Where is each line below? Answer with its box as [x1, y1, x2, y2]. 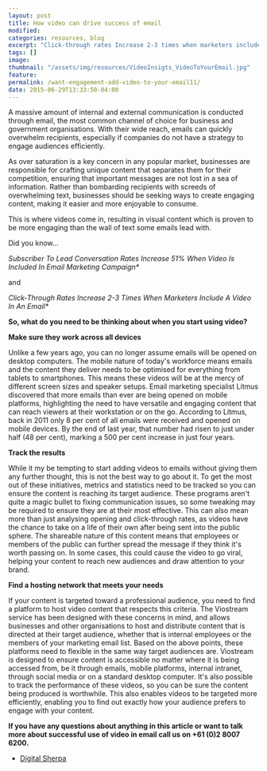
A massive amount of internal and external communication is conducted [8, 108, 244, 117]
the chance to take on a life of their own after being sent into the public [8, 522, 241, 532]
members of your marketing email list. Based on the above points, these [8, 638, 244, 648]
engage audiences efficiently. [8, 141, 106, 151]
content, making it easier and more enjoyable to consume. [8, 199, 199, 209]
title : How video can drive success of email [8, 19, 161, 27]
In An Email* [8, 302, 49, 311]
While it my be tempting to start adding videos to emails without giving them [8, 464, 257, 473]
